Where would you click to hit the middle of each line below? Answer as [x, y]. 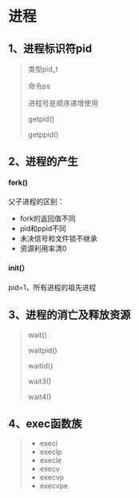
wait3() [40, 381]
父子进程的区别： [36, 201]
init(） [19, 268]
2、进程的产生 [43, 162]
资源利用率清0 [43, 248]
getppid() [43, 134]
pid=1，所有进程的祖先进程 [52, 287]
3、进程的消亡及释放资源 [69, 315]
